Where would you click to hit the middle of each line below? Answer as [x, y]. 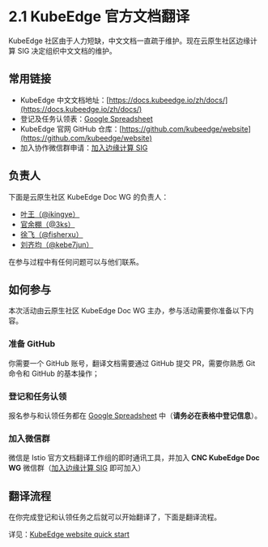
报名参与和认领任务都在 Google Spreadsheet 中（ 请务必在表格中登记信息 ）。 [135, 416]
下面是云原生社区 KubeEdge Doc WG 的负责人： [89, 196]
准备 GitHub [32, 344]
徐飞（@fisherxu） [51, 234]
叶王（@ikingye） [50, 214]
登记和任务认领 [38, 396]
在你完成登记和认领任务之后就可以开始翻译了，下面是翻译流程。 [115, 517]
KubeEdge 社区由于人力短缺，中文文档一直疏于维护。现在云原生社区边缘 [130, 41]
